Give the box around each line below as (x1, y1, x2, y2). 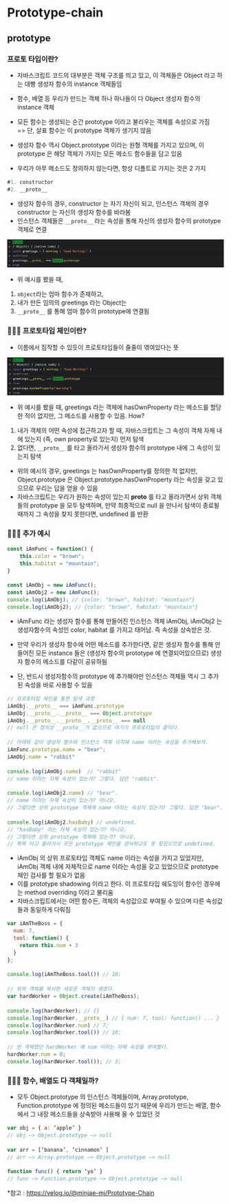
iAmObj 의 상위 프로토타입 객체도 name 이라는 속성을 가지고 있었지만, (16, 854, 204, 862)
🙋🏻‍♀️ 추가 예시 (7, 528, 51, 538)
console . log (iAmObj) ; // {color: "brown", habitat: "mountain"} (7, 596, 195, 603)
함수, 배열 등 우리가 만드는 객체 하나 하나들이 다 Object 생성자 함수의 (16, 94, 201, 103)
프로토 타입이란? (7, 54, 58, 63)
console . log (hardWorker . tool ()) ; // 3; (7, 1058, 122, 1065)
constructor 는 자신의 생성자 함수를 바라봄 (16, 208, 131, 216)
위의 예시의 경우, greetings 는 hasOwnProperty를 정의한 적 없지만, (16, 466, 198, 475)
